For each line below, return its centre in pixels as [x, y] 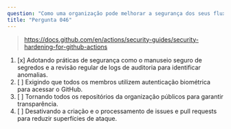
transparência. [37, 104]
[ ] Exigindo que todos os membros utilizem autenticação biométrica [114, 82]
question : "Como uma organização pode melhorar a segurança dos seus [109, 13]
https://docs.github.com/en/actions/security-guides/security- [111, 39]
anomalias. [32, 74]
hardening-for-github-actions [66, 47]
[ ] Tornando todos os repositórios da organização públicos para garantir [120, 96]
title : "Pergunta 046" [40, 20]
